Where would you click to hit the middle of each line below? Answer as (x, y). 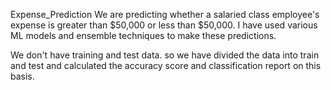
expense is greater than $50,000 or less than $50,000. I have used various (164, 25)
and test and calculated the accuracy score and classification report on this (166, 65)
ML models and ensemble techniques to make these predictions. (143, 35)
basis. (22, 76)
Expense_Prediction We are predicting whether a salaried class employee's (165, 14)
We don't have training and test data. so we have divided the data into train (165, 55)
